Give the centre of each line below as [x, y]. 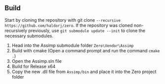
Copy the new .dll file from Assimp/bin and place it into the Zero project [84, 72]
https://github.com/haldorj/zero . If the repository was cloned [69, 25]
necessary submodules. [29, 36]
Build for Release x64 [34, 66]
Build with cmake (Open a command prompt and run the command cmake [86, 50]
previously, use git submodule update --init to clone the [87, 30]
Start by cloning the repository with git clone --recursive [62, 20]
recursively [16, 30]
